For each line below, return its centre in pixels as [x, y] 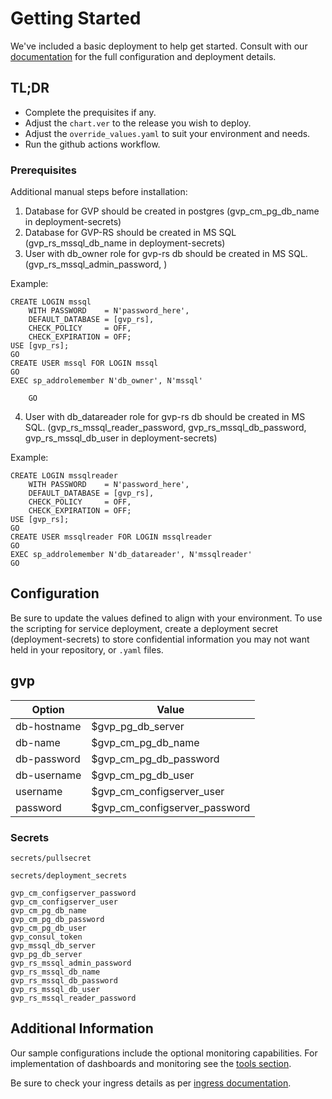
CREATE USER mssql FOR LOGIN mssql [84, 363]
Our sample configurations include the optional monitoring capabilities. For [164, 1053]
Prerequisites [43, 170]
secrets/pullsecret [51, 858]
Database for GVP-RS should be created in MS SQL [130, 233]
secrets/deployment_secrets [69, 875]
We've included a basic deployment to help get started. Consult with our [159, 46]
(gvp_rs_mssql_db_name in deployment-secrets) [125, 243]
